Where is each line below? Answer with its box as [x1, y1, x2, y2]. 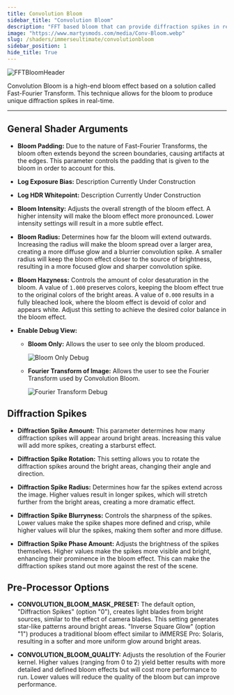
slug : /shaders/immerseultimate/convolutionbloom [7, 36, 155, 43]
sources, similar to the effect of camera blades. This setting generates [17, 615, 219, 623]
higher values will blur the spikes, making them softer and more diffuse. [17, 526, 223, 534]
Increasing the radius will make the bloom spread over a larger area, [17, 240, 213, 248]
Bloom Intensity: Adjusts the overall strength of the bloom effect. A [17, 204, 211, 212]
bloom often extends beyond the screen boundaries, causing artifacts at [17, 149, 225, 157]
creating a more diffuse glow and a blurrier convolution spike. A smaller [17, 247, 223, 256]
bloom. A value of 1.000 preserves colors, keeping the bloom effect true [17, 283, 224, 291]
